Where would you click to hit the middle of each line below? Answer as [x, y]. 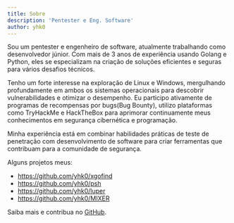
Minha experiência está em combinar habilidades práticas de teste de [108, 134]
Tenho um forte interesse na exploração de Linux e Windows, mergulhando [116, 83]
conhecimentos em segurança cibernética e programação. [92, 120]
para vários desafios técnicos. [51, 69]
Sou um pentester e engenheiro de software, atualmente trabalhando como [117, 47]
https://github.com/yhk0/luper [61, 191]
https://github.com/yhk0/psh [59, 184]
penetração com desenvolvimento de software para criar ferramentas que [115, 141]
